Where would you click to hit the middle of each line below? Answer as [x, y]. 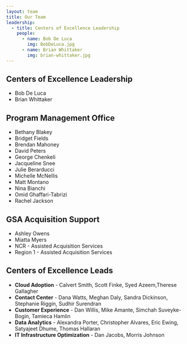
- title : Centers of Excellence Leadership [65, 28]
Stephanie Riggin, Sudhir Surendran [58, 303]
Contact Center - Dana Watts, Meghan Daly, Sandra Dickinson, [91, 297]
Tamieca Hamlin [51, 316]
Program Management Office [61, 118]
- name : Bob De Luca [47, 39]
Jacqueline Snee [35, 163]
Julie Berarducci [34, 170]
